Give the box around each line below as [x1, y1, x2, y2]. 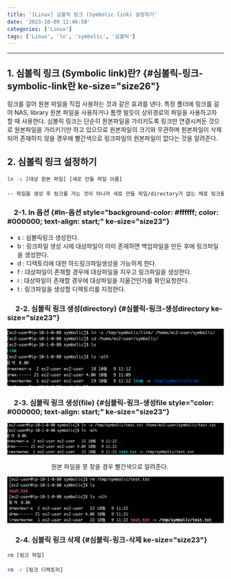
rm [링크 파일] [7, 552, 45, 559]
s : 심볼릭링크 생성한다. [16, 233, 79, 241]
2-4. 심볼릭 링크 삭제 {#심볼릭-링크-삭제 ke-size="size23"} [15, 535, 208, 545]
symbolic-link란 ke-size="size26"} [7, 80, 160, 92]
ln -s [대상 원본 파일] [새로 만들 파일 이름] [7, 175, 122, 182]
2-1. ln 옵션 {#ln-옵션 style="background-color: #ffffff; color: [13, 208, 219, 217]
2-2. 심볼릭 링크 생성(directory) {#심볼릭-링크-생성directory [15, 303, 210, 313]
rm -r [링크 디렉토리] [7, 567, 64, 573]
